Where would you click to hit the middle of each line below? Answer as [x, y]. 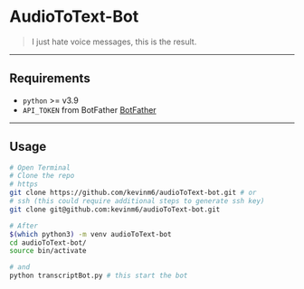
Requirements [50, 79]
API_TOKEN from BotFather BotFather [89, 109]
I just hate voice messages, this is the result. [114, 42]
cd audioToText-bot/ [48, 242]
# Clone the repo [42, 176]
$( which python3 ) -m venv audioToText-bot [90, 234]
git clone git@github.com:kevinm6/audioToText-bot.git [115, 210]
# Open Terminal [40, 168]
